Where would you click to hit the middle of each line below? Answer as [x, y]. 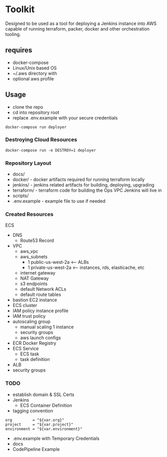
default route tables [40, 295]
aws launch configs [40, 338]
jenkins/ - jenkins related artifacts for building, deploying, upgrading [83, 185]
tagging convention [33, 411]
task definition [35, 359]
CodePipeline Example [36, 449]
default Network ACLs [43, 289]
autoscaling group [31, 322]
